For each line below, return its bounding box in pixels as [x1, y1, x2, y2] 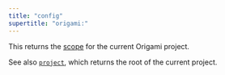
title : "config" [8, 11, 63, 20]
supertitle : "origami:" [8, 19, 89, 27]
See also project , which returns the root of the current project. [8, 57, 218, 67]
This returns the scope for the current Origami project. [8, 41, 190, 51]
